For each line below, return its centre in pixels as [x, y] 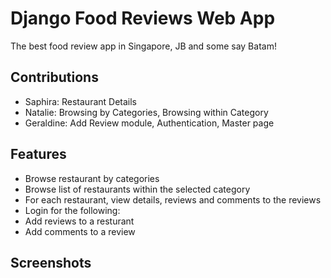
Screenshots [51, 262]
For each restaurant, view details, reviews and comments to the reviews [173, 199]
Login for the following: [72, 210]
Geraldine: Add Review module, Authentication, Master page [149, 123]
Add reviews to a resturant [79, 221]
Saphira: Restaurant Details [80, 101]
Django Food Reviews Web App [143, 18]
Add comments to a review [80, 231]
